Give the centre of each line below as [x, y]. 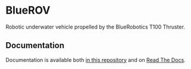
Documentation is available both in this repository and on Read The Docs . [95, 59]
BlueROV [28, 10]
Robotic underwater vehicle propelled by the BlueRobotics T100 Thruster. [95, 27]
